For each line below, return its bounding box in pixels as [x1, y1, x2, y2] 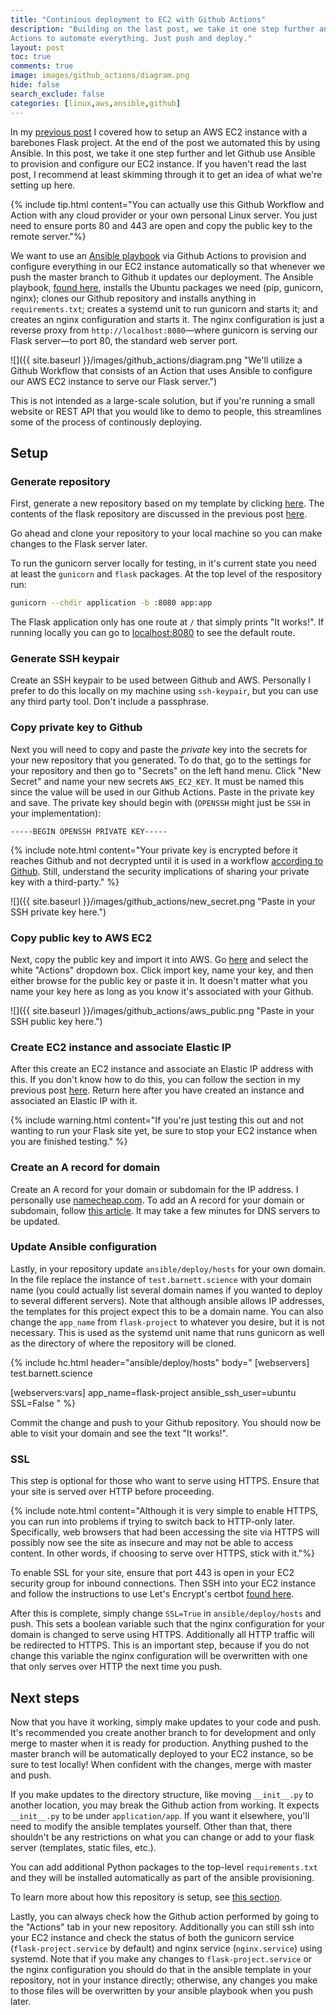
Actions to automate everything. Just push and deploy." [10, 33, 253, 43]
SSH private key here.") [10, 906, 107, 918]
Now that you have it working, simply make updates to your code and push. [10, 1716, 322, 1728]
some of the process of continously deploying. [10, 416, 203, 428]
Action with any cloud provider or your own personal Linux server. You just [10, 209, 318, 221]
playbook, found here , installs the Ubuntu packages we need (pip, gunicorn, [10, 281, 324, 293]
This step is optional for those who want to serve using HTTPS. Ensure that [10, 1475, 320, 1487]
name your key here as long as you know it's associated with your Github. [10, 985, 314, 997]
